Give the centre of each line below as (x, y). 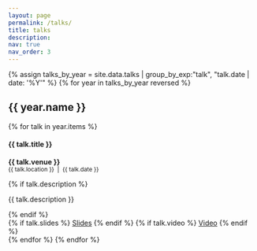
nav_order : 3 (30, 52)
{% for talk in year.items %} (53, 126)
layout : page (30, 15)
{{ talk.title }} (30, 144)
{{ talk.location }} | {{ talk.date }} (54, 170)
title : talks (30, 30)
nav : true (24, 45)
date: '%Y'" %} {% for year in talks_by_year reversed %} (100, 83)
